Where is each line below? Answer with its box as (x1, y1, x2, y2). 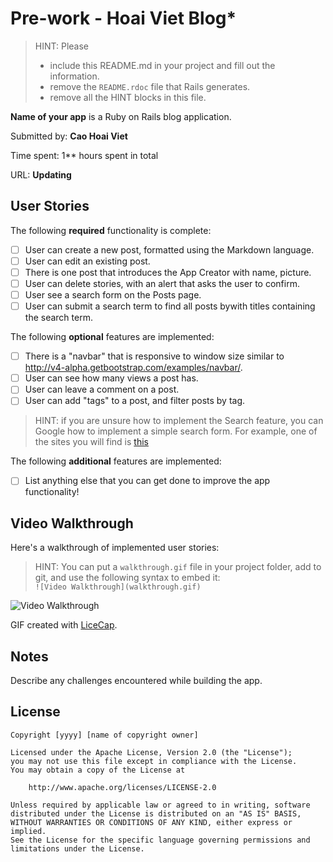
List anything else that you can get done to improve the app (24, 475, 271, 487)
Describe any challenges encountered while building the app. (10, 675, 263, 687)
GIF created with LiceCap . (10, 619, 118, 631)
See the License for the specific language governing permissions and (10, 835, 311, 845)
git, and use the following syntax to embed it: (34, 572, 221, 584)
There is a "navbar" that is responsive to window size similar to (24, 350, 285, 362)
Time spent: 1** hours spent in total (10, 149, 159, 161)
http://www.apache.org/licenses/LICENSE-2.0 (28, 782, 217, 792)
